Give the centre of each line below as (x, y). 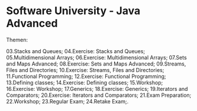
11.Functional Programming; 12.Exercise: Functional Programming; (86, 76)
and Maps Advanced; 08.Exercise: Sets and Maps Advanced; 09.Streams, (96, 64)
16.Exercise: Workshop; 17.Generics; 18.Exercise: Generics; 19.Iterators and (97, 89)
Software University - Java (73, 11)
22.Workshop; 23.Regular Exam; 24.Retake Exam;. (67, 101)
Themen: (17, 40)
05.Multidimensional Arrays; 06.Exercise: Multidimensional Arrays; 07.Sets (97, 57)
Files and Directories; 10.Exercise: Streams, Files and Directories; (85, 70)
